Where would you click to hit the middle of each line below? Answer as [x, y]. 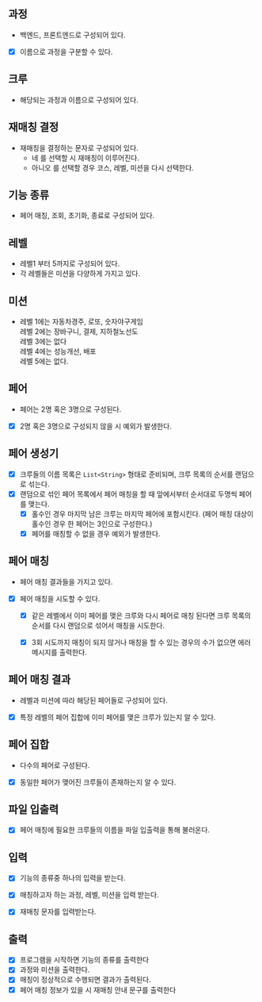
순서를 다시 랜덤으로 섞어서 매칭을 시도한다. [98, 625]
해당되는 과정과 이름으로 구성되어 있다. [79, 100]
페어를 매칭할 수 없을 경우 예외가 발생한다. [96, 533]
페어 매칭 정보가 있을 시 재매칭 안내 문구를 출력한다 [98, 989]
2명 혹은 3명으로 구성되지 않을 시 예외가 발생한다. [96, 426]
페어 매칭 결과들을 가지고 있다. [66, 582]
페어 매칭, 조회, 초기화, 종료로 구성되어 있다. [87, 216]
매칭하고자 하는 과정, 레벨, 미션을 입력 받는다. [89, 895]
